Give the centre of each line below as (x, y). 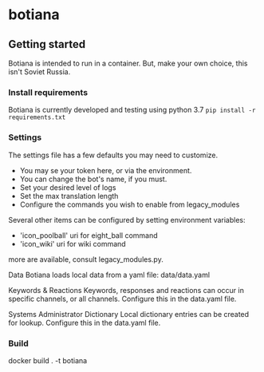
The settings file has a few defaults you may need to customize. (113, 155)
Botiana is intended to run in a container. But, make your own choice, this (128, 63)
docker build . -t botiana (48, 360)
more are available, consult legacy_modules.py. (86, 259)
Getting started (47, 44)
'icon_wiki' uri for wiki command (73, 243)
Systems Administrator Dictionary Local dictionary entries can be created (129, 314)
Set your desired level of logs (68, 187)
